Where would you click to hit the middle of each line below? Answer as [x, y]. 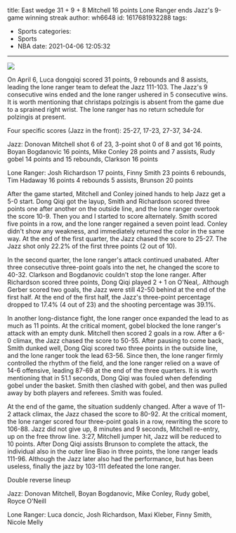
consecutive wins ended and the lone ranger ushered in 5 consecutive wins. [118, 95]
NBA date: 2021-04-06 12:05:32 [64, 46]
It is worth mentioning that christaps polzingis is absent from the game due [116, 102]
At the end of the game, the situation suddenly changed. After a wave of [112, 406]
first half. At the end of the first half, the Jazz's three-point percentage [109, 297]
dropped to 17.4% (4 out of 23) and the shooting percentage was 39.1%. [112, 304]
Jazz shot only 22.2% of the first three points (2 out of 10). [92, 246]
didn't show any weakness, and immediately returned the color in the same [116, 231]
